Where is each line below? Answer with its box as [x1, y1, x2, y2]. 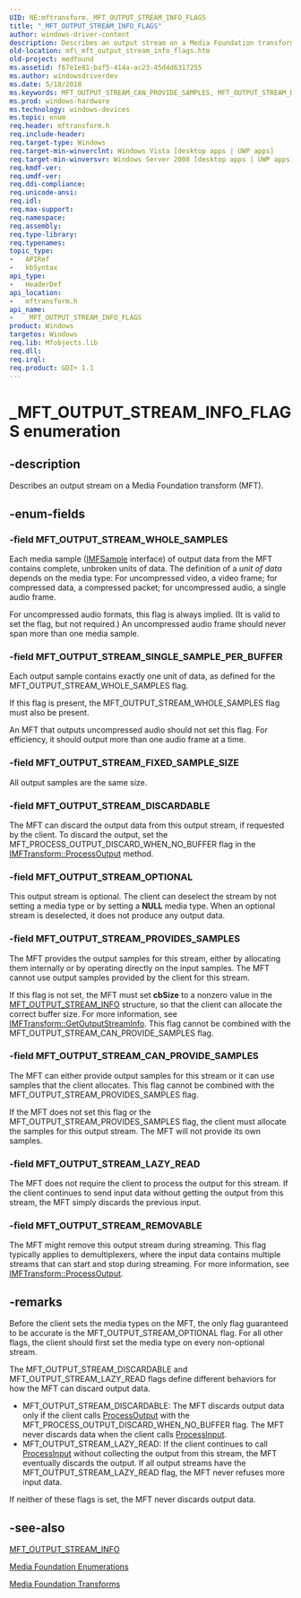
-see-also [9, 1520, 65, 1535]
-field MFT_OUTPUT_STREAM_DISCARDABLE [9, 799, 211, 812]
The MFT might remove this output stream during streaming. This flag [9, 1239, 267, 1251]
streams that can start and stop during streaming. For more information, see [9, 1259, 289, 1270]
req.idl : [9, 196, 42, 206]
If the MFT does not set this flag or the [9, 1107, 151, 1117]
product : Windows [9, 322, 74, 331]
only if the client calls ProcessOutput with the [21, 1410, 190, 1421]
